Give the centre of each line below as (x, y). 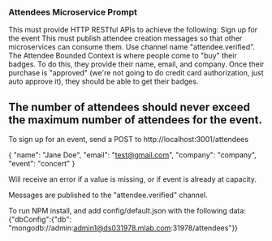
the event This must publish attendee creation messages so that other (125, 38)
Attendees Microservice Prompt (73, 12)
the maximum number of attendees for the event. (135, 120)
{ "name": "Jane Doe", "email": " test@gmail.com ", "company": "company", (133, 155)
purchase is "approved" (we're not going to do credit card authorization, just (136, 73)
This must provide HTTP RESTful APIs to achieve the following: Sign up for (133, 30)
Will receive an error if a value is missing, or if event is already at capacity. (133, 179)
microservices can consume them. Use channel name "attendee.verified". (132, 47)
